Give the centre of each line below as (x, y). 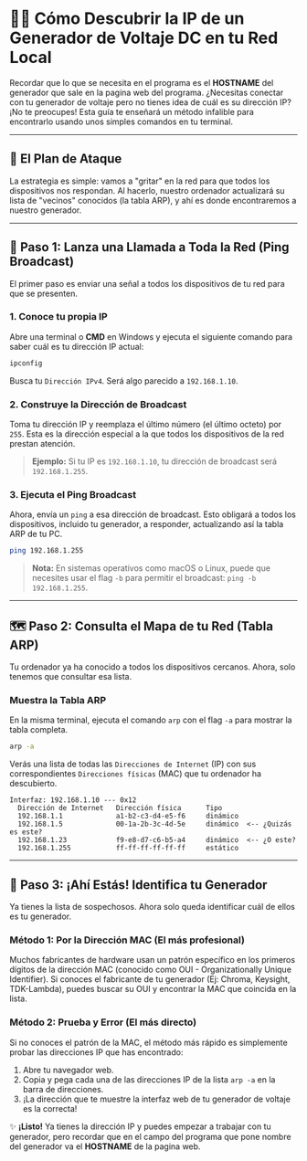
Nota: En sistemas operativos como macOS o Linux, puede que (151, 568)
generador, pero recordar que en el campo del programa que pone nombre (150, 1136)
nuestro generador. (46, 210)
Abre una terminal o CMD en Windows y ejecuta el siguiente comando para (151, 336)
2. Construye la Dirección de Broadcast (98, 404)
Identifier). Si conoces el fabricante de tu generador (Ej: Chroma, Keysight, (150, 979)
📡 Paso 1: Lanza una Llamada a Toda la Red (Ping (149, 247)
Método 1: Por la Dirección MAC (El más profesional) (127, 940)
